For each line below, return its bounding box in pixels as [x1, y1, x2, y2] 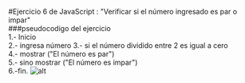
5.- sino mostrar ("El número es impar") [8, 57, 138, 67]
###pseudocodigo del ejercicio [8, 24, 112, 33]
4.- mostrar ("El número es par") [8, 49, 115, 58]
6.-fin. [8, 66, 29, 75]
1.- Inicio [8, 32, 37, 41]
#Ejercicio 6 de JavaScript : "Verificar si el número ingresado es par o [8, 7, 238, 16]
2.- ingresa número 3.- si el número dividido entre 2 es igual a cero [8, 41, 229, 50]
